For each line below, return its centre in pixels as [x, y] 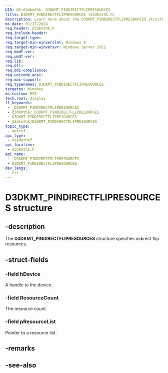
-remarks [20, 348]
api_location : [20, 145]
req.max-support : [23, 80]
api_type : [15, 136]
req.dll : [14, 66]
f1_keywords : [19, 103]
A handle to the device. [29, 285]
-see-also [21, 365]
